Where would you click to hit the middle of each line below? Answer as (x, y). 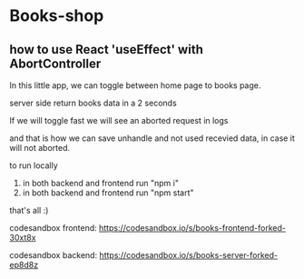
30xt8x (23, 238)
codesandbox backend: (54, 255)
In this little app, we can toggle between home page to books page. (135, 85)
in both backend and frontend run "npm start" (108, 193)
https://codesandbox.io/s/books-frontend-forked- (192, 228)
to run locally (34, 165)
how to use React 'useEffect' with (107, 50)
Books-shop (57, 16)
